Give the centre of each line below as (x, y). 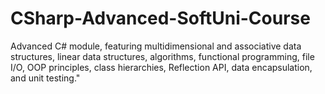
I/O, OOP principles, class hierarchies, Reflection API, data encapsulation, (161, 67)
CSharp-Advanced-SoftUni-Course (160, 18)
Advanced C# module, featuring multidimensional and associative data (156, 46)
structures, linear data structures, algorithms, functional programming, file (162, 56)
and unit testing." (45, 78)
